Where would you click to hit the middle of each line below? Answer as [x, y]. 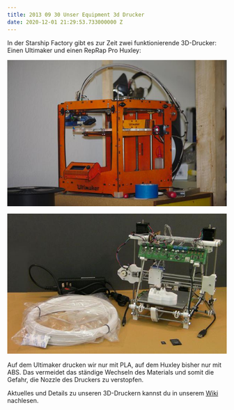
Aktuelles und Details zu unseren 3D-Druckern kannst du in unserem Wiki [113, 393]
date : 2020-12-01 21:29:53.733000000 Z [65, 22]
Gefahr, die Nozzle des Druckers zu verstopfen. [76, 380]
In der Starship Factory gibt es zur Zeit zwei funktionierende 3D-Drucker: [112, 42]
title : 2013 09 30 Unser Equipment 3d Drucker [76, 15]
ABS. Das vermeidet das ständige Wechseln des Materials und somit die [111, 372]
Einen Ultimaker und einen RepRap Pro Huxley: [74, 50]
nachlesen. [23, 401]
